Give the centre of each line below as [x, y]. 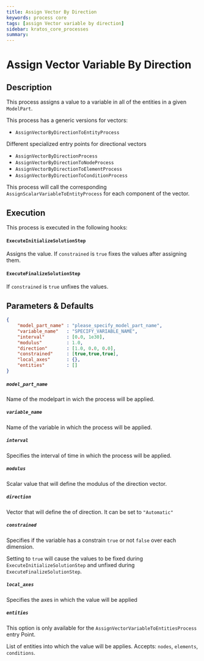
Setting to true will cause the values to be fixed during [75, 558]
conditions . [21, 652]
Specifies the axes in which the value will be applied [72, 599]
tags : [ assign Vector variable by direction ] [65, 23]
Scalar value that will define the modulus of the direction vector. [87, 483]
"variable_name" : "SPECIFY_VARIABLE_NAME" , [78, 331]
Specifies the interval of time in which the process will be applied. [89, 455]
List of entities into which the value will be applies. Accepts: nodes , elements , [102, 646]
